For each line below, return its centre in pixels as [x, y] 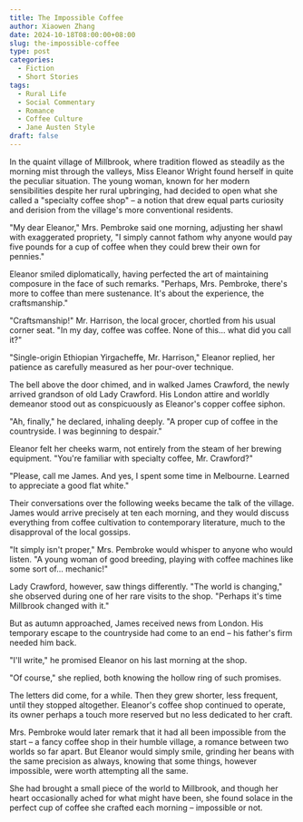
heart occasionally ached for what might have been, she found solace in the [151, 798]
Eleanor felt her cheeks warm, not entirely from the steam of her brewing [146, 448]
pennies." [27, 256]
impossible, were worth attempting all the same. [99, 770]
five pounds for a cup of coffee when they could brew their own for [135, 247]
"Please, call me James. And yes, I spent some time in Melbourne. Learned [150, 475]
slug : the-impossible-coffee [64, 43]
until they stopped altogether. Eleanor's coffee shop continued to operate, [147, 705]
